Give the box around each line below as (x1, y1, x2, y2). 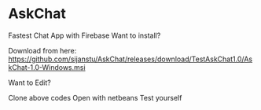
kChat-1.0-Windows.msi (8, 62, 86, 71)
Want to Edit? (8, 78, 51, 87)
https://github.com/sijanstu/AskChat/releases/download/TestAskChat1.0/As (8, 54, 253, 64)
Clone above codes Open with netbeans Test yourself (8, 93, 182, 102)
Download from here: (8, 46, 77, 55)
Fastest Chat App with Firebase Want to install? (8, 31, 161, 40)
